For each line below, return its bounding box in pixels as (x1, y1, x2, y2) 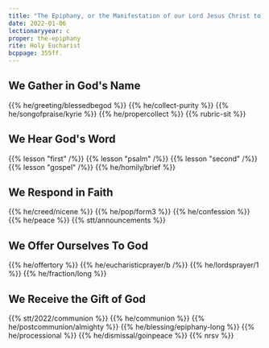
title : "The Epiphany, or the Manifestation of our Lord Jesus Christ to (8, 11, 262, 20)
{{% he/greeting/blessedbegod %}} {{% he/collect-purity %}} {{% (8, 100, 230, 110)
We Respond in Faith (8, 186, 114, 200)
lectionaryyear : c (8, 27, 70, 35)
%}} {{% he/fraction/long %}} (8, 269, 107, 279)
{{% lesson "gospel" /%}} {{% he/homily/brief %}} (8, 162, 176, 172)
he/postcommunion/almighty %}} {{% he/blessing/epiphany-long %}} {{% (8, 322, 255, 332)
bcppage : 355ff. (8, 49, 63, 57)
